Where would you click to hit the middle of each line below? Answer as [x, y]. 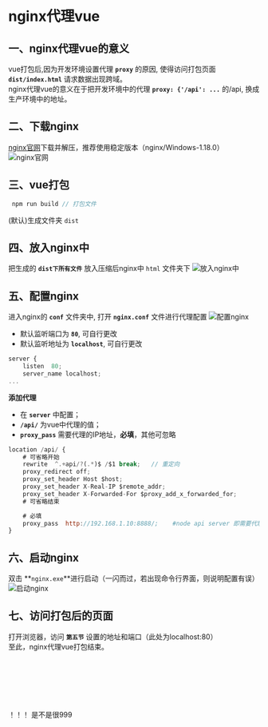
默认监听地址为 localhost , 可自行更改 [81, 344]
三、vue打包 [39, 185]
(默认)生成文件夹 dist [43, 220]
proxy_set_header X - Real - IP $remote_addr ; [94, 487]
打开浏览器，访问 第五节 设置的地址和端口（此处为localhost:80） [113, 637]
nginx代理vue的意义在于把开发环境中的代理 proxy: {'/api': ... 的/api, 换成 [134, 89]
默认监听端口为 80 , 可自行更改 [69, 334]
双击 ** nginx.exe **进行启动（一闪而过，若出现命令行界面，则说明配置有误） [134, 578]
